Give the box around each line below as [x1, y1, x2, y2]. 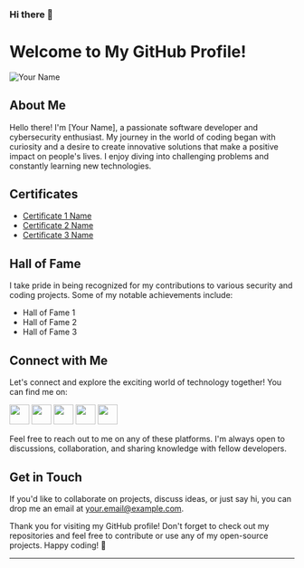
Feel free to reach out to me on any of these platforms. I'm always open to [9, 434, 285, 445]
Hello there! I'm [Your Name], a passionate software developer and [9, 121, 259, 132]
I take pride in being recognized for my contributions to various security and [9, 280, 293, 291]
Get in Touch [9, 469, 83, 485]
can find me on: [9, 387, 68, 398]
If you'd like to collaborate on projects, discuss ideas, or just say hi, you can [9, 493, 292, 504]
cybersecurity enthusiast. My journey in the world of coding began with [9, 131, 276, 142]
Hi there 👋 [9, 8, 54, 21]
